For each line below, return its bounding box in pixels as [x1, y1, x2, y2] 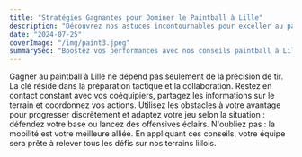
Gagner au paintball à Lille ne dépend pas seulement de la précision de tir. [9, 71, 284, 82]
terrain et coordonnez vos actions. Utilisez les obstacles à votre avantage [9, 100, 281, 110]
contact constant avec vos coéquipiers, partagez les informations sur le [9, 91, 275, 101]
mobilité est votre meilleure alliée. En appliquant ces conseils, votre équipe [9, 128, 286, 139]
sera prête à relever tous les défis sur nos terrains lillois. [9, 138, 217, 149]
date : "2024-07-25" [9, 30, 83, 39]
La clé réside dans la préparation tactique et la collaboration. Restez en [9, 81, 272, 92]
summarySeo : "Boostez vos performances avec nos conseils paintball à [9, 47, 280, 56]
